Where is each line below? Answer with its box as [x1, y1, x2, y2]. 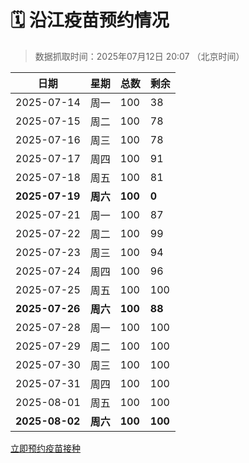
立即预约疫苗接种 [10, 442, 81, 454]
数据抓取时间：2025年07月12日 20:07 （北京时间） [34, 50, 245, 62]
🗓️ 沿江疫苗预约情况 [10, 9, 170, 32]
